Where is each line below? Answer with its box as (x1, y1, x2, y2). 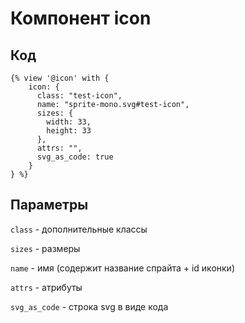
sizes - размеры (10, 242, 81, 254)
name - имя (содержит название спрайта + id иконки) (10, 262, 235, 274)
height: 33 (46, 126, 92, 136)
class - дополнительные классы (10, 223, 148, 235)
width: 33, (46, 117, 92, 127)
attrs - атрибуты (10, 281, 83, 293)
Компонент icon (10, 7, 152, 30)
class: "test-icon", (36, 91, 123, 101)
